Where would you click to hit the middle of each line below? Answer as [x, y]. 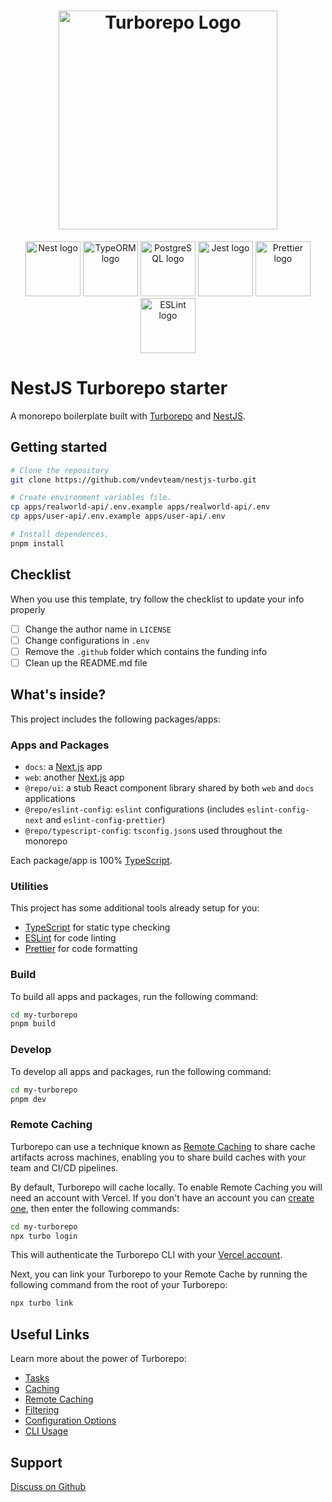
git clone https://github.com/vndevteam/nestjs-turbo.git [133, 480]
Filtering [42, 1410]
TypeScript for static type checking [97, 927]
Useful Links [50, 1334]
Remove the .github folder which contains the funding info [146, 651]
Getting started [59, 447]
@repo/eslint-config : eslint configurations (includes [134, 809]
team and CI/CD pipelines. [64, 1167]
